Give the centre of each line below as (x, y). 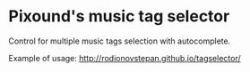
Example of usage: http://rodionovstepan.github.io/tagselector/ (125, 58)
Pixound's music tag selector (119, 16)
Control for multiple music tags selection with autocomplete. (120, 41)
